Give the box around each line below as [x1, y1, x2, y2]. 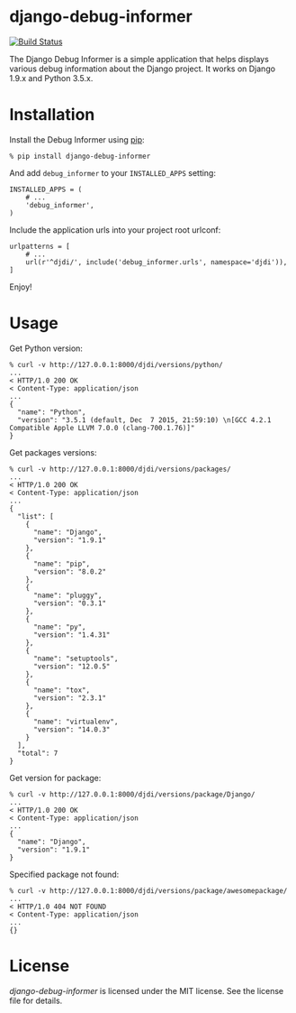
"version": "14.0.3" [32, 724, 111, 734]
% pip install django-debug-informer [9, 152, 151, 161]
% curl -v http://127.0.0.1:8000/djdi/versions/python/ [9, 360, 223, 369]
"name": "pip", [32, 559, 91, 568]
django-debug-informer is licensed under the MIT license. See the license [9, 985, 284, 996]
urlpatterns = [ [9, 242, 70, 251]
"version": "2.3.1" [32, 693, 106, 703]
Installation [9, 105, 95, 125]
